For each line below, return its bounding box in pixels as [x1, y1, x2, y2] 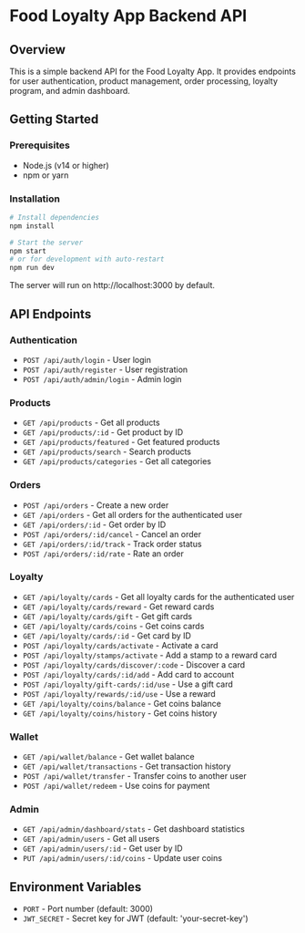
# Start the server [9, 238, 84, 247]
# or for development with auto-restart [9, 254, 166, 264]
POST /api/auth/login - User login [22, 354, 152, 365]
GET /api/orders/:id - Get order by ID [22, 519, 167, 530]
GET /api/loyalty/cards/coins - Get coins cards [22, 620, 205, 631]
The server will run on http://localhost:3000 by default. [9, 280, 216, 291]
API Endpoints [9, 306, 92, 322]
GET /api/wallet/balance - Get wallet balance [22, 752, 195, 762]
